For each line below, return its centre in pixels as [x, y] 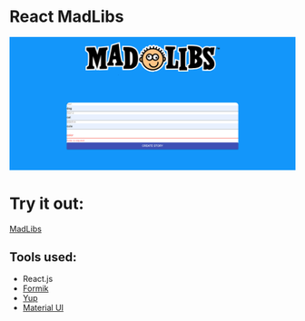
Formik [35, 288]
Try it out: [47, 204]
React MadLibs [67, 17]
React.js [38, 279]
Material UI [43, 308]
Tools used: [43, 257]
